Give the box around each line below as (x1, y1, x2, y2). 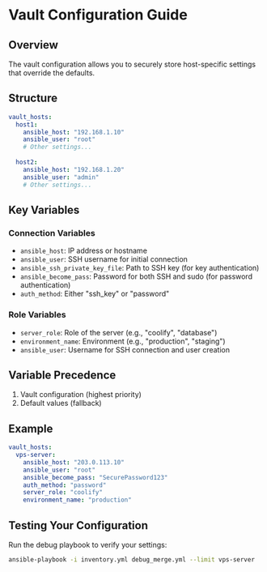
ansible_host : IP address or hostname (19, 245, 148, 256)
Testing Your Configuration (8, 519, 148, 532)
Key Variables (8, 203, 80, 216)
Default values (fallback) (19, 399, 103, 408)
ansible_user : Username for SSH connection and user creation (19, 344, 231, 354)
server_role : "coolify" (23, 489, 104, 497)
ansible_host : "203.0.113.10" (23, 458, 125, 467)
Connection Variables (8, 227, 95, 238)
